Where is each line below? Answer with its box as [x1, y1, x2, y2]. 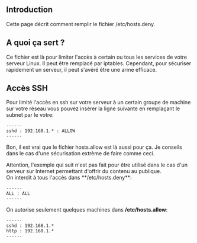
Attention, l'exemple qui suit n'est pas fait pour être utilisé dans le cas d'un [6, 161, 188, 168]
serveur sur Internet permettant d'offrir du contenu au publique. [6, 168, 162, 175]
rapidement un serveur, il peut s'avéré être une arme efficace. [6, 66, 157, 73]
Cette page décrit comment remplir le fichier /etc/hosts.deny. [6, 20, 156, 27]
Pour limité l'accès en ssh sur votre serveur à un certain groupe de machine [6, 99, 191, 106]
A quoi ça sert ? [6, 38, 65, 48]
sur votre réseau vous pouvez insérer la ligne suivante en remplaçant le [6, 105, 180, 112]
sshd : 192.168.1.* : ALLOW [6, 128, 76, 134]
